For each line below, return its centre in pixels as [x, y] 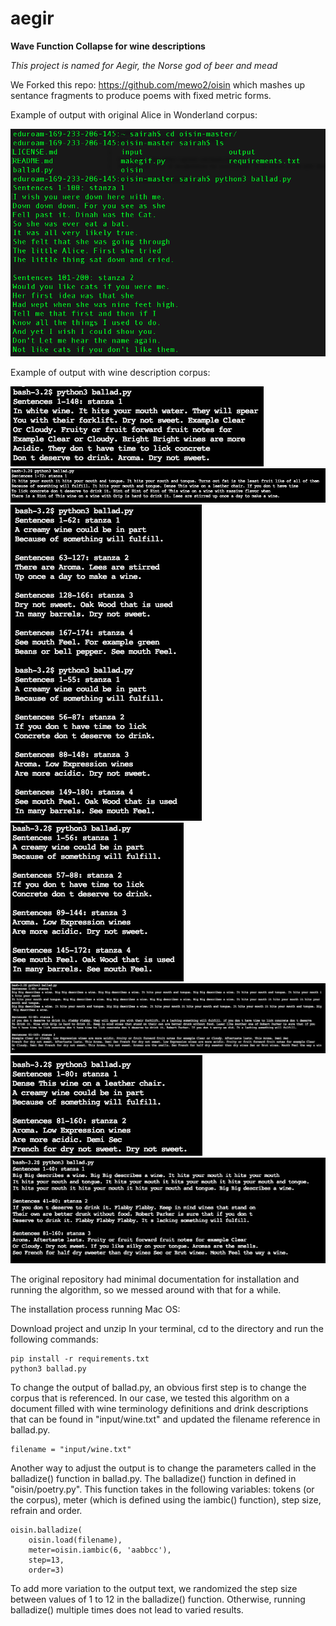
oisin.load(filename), [75, 1540]
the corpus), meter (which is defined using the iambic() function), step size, [166, 1499]
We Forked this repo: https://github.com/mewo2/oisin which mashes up [158, 84]
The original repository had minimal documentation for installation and [155, 1279]
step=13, [46, 1560]
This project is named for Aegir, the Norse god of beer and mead [144, 65]
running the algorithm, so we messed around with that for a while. [146, 1289]
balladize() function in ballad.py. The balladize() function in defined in [153, 1478]
